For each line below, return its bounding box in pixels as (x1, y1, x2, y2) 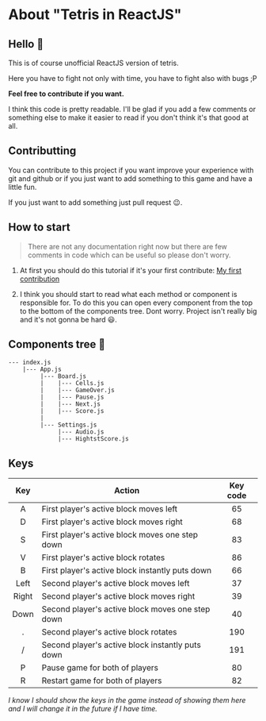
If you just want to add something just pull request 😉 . (8, 197, 183, 207)
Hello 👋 (8, 37, 44, 51)
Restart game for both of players (41, 675, 162, 686)
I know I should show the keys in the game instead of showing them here (8, 696, 246, 705)
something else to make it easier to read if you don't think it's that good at (8, 113, 249, 122)
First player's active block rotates (41, 552, 165, 563)
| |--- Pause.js (40, 393, 104, 402)
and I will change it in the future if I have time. (8, 704, 158, 714)
